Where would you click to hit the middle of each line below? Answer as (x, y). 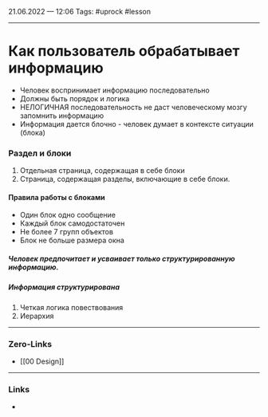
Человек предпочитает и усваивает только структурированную (122, 259)
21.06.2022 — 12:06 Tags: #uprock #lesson (80, 12)
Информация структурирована (64, 287)
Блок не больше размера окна (72, 240)
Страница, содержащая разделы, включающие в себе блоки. (125, 179)
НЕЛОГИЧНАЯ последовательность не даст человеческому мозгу (133, 107)
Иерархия (37, 316)
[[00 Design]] (42, 361)
